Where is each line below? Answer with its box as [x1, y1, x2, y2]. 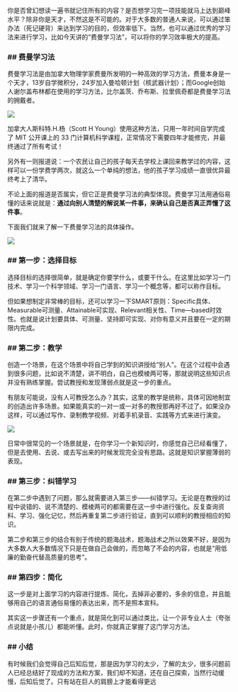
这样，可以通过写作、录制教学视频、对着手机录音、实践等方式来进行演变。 [7, 410, 225, 419]
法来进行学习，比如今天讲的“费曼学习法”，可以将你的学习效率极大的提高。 [7, 33, 225, 41]
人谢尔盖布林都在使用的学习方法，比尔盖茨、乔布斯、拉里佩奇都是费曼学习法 [7, 87, 231, 96]
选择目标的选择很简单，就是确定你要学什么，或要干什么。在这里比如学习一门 [7, 273, 231, 281]
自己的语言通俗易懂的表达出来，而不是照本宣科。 [19, 599, 163, 607]
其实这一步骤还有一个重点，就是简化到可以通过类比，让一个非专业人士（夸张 [7, 613, 231, 622]
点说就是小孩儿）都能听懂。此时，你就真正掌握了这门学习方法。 [7, 623, 193, 631]
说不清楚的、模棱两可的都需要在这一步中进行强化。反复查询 [44, 502, 218, 511]
